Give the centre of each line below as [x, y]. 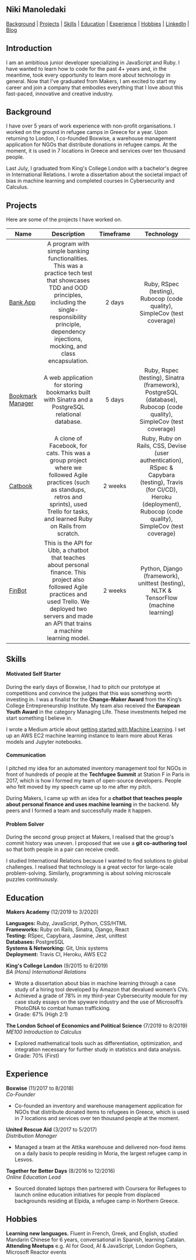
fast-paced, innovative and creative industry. [60, 94]
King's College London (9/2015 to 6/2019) [57, 966]
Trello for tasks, [68, 511]
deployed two [68, 609]
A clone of [69, 438]
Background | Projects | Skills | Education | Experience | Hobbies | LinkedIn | [98, 23]
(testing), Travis [162, 482]
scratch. [69, 534]
